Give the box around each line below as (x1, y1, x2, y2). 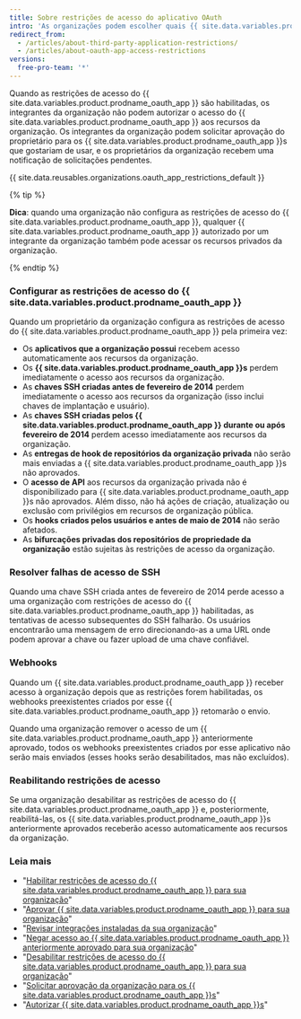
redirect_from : (9, 30, 66, 39)
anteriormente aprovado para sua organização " (21, 942, 198, 953)
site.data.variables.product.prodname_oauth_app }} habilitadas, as (9, 605, 254, 616)
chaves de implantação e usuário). (21, 400, 150, 411)
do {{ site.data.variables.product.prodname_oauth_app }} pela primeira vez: (9, 326, 288, 337)
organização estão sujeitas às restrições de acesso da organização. (21, 544, 276, 555)
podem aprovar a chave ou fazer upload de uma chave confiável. (9, 634, 249, 645)
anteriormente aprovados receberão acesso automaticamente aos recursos (9, 823, 288, 834)
